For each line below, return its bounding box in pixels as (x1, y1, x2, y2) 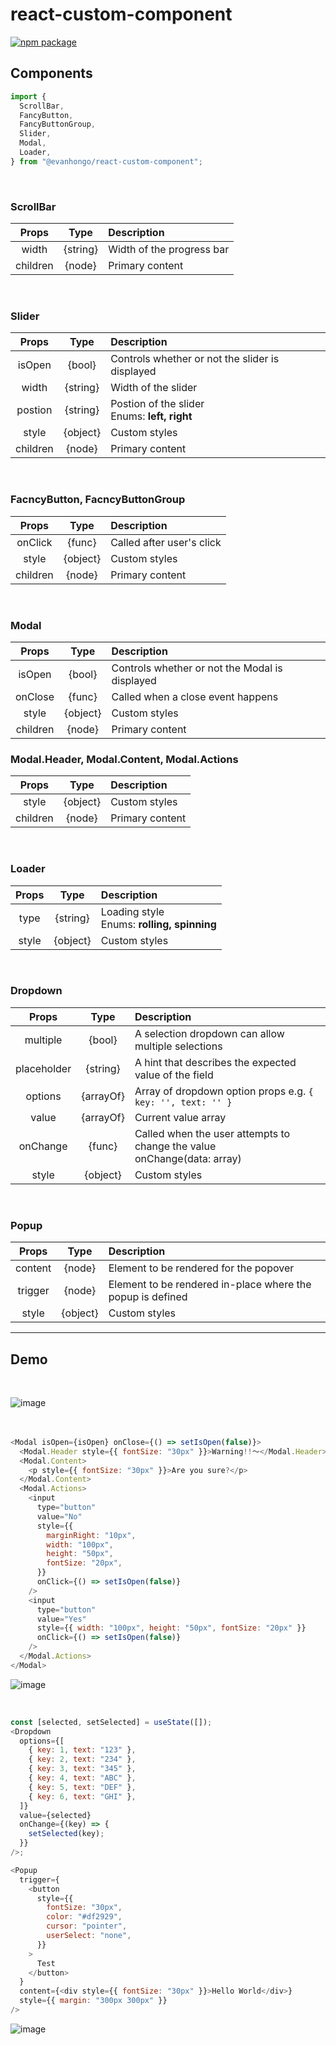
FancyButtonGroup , (19, 119, 97, 130)
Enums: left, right (110, 409, 193, 423)
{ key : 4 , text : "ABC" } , (28, 1773, 137, 1783)
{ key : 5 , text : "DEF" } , (28, 1782, 137, 1792)
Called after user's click (110, 535, 222, 549)
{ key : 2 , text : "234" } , (28, 1754, 137, 1765)
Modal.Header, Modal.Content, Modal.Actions (10, 752, 239, 766)
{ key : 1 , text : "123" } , (28, 1745, 137, 1755)
